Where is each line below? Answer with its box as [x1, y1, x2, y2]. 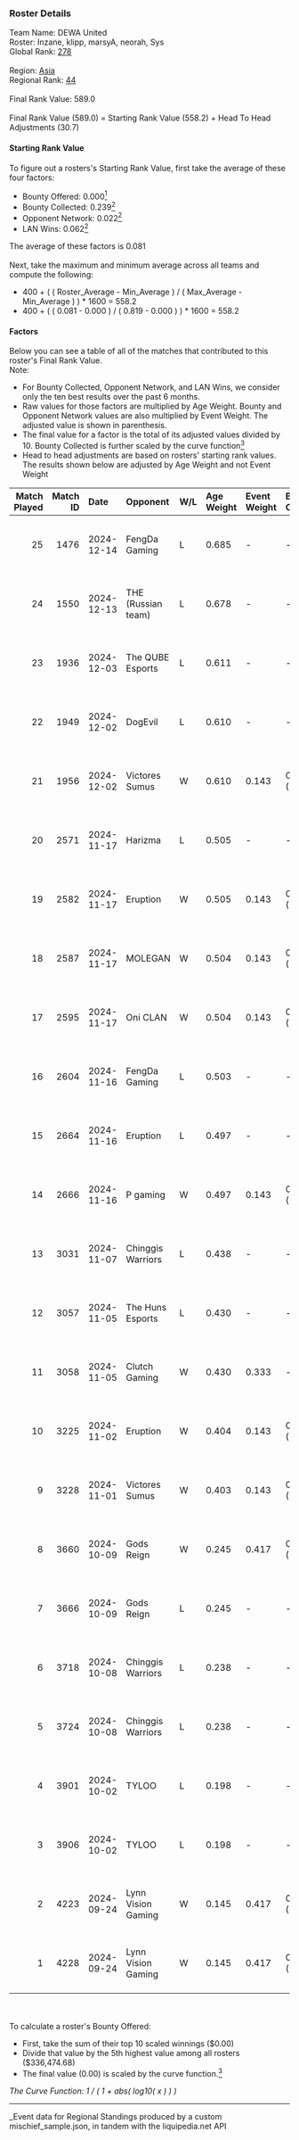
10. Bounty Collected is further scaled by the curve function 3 [21, 439, 245, 450]
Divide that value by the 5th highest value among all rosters [21, 2047, 240, 2058]
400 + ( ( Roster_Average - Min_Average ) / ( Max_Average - [21, 286, 243, 297]
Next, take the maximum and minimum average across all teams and [9, 260, 260, 270]
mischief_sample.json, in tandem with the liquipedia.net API [9, 2120, 227, 2131]
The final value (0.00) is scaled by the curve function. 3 [21, 2066, 222, 2078]
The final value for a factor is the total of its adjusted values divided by [21, 429, 280, 440]
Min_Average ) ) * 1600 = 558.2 [21, 296, 137, 307]
